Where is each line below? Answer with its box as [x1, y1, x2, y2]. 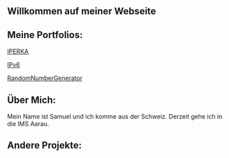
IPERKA [7, 48, 29, 56]
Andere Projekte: [7, 139, 82, 151]
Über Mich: [7, 94, 57, 106]
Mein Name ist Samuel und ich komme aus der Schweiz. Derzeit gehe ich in [7, 112, 223, 121]
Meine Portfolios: [7, 29, 83, 41]
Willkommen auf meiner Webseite [7, 6, 156, 17]
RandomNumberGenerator [7, 74, 83, 82]
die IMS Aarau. [7, 120, 50, 128]
